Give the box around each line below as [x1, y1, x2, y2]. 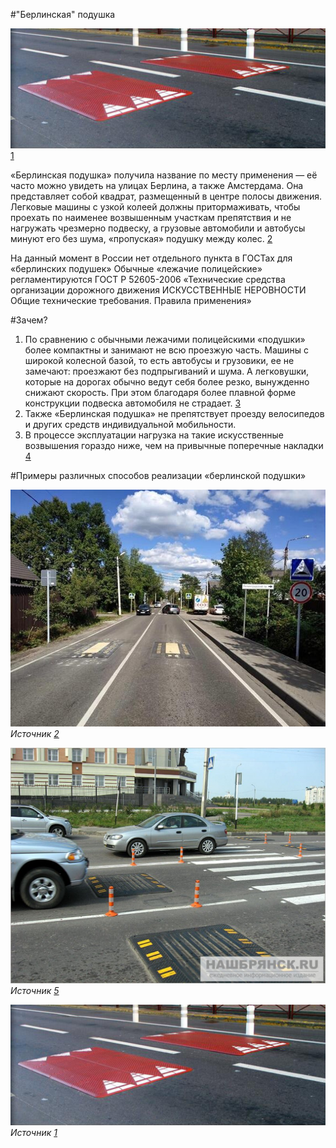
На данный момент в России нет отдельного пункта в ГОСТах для [10, 252, 293, 264]
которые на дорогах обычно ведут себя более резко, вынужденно [24, 376, 310, 388]
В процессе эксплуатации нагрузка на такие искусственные [24, 429, 284, 441]
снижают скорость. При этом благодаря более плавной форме [24, 387, 297, 399]
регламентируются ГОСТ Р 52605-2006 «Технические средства [10, 274, 286, 286]
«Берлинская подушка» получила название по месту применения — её [10, 169, 318, 181]
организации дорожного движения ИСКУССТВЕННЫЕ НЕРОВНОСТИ [10, 284, 307, 296]
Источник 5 [10, 985, 60, 997]
